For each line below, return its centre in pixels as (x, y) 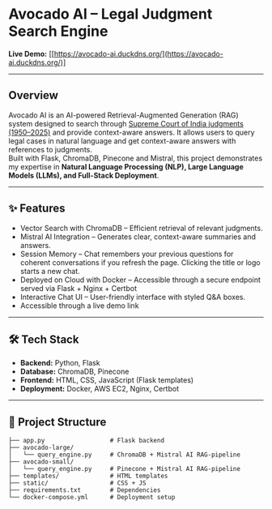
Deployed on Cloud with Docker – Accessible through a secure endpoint (140, 280)
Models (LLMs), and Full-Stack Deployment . (84, 175)
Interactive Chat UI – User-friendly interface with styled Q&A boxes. (132, 297)
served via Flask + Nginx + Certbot (79, 288)
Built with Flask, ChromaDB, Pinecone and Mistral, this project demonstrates (136, 158)
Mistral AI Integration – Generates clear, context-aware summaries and (138, 237)
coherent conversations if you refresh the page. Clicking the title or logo (140, 262)
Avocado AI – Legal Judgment (110, 14)
